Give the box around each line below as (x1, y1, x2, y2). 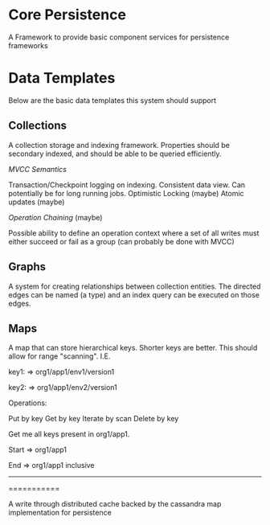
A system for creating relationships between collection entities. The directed (8, 281, 261, 291)
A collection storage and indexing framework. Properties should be (8, 140, 231, 150)
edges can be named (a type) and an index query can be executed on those (8, 289, 260, 299)
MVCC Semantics (8, 164, 67, 174)
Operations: (8, 398, 47, 408)
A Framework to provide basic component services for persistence (8, 32, 230, 42)
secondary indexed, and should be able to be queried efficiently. (8, 149, 222, 158)
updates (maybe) (8, 197, 65, 207)
